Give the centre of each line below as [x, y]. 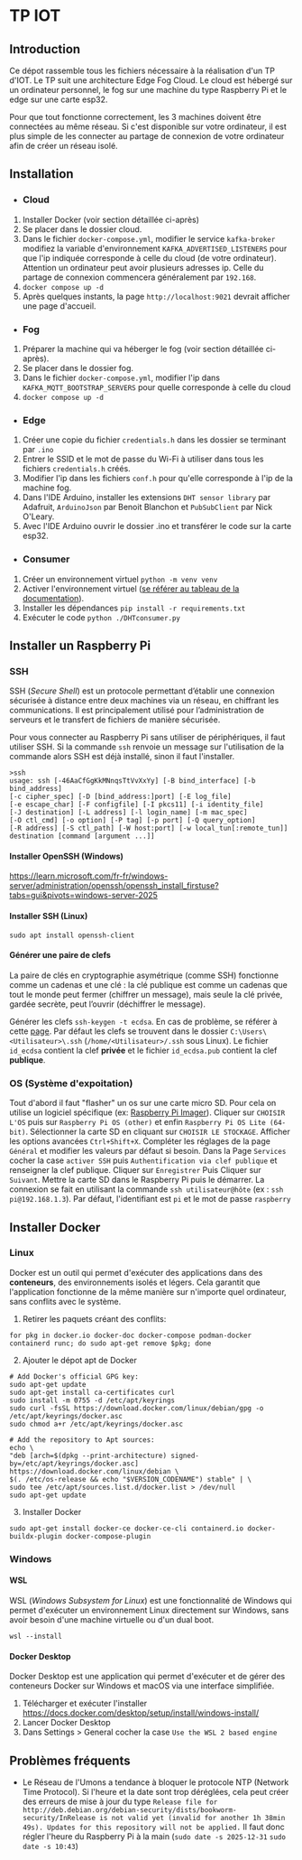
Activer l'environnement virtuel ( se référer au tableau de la [131, 589]
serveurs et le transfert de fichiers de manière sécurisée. [115, 720]
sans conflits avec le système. [65, 1301]
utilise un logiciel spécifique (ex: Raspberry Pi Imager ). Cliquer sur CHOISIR [147, 1112]
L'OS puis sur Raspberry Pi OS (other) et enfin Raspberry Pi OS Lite [137, 1122]
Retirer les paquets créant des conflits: [94, 1318]
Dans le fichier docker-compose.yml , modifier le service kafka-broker [149, 238]
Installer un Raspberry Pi [80, 645]
